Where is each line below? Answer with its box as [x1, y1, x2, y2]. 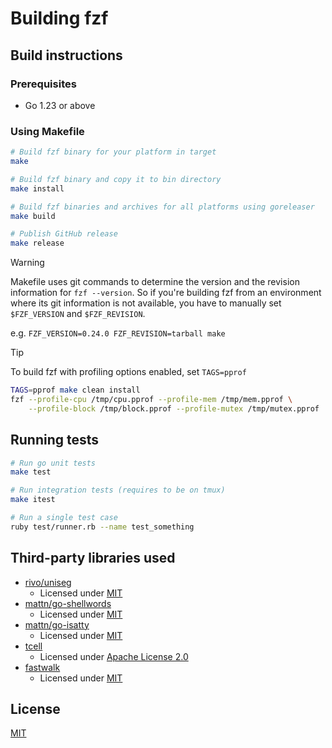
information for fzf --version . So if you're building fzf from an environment [10, 287, 322, 299]
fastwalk [24, 661, 61, 673]
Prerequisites [10, 77, 77, 91]
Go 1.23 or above [24, 99, 96, 111]
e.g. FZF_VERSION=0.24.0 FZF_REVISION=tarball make [10, 327, 226, 339]
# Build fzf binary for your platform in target [10, 147, 217, 157]
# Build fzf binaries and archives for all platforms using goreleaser [10, 202, 315, 212]
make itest [10, 495, 56, 505]
